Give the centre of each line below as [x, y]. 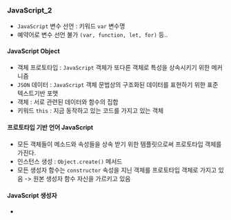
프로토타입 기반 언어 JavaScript [50, 128]
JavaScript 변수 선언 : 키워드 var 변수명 [71, 26]
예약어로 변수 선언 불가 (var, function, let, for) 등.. [92, 35]
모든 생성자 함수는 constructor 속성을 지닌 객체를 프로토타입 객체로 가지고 [117, 170]
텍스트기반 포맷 [38, 93]
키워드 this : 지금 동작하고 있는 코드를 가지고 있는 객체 [90, 110]
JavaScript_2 [30, 10]
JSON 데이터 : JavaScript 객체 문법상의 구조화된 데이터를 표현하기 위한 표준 [118, 84]
